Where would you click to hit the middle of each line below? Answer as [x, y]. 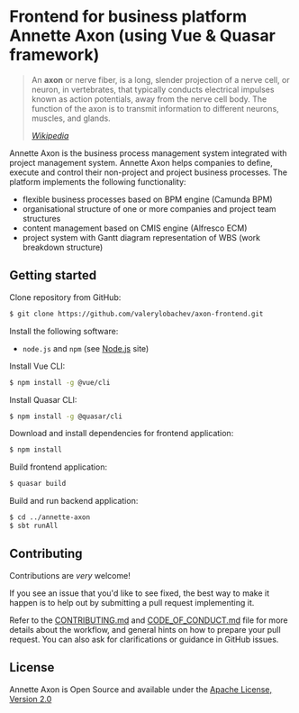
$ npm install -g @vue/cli [60, 382]
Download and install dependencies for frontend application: [122, 434]
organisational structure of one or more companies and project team [149, 208]
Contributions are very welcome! [70, 575]
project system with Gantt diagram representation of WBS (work [141, 237]
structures [41, 218]
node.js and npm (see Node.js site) [86, 348]
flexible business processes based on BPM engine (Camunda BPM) [147, 199]
